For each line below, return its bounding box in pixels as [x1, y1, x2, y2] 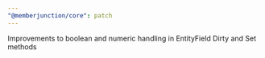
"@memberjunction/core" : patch [7, 11, 113, 20]
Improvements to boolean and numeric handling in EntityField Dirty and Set [7, 33, 257, 43]
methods [7, 41, 37, 52]
